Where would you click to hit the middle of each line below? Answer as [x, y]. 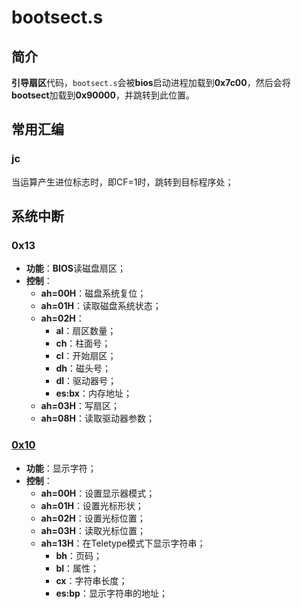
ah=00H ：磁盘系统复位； [93, 293]
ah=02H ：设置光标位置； [93, 518]
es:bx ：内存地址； [94, 393]
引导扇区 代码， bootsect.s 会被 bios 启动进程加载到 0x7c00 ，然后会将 [151, 82]
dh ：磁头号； [83, 368]
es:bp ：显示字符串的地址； [111, 593]
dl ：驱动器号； [86, 381]
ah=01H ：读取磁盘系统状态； [101, 306]
